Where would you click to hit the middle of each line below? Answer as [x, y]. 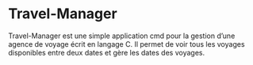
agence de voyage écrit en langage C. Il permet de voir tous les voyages [126, 44]
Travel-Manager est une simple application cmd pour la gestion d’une [122, 36]
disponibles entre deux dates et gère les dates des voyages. [106, 52]
